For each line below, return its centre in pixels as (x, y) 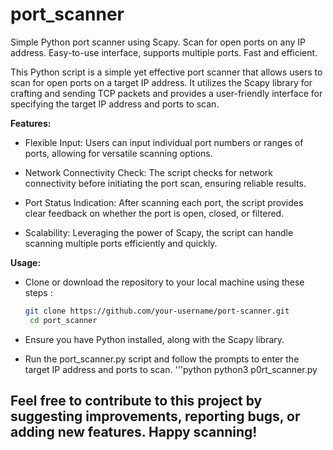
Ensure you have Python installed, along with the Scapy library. (154, 339)
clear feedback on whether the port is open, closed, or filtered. (154, 213)
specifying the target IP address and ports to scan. (115, 104)
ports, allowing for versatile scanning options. (118, 153)
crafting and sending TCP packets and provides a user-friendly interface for (166, 93)
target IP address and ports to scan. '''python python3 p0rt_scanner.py (171, 369)
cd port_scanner (63, 320)
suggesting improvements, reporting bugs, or (155, 416)
